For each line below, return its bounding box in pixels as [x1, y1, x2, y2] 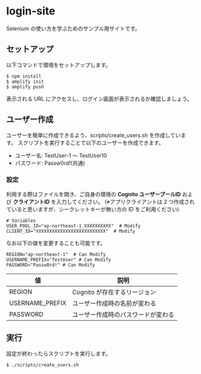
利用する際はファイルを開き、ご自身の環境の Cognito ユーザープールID [6, 191, 181, 198]
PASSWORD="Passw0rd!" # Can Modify [6, 262, 95, 268]
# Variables [6, 218, 36, 224]
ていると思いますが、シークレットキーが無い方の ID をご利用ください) [6, 206, 179, 213]
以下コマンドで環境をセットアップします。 [6, 61, 111, 69]
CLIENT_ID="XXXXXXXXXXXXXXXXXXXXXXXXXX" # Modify [6, 228, 136, 234]
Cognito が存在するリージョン [71, 287, 156, 296]
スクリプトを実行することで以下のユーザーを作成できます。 [17, 139, 164, 146]
